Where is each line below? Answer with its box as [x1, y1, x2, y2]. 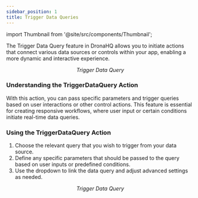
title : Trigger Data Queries [6, 14, 79, 20]
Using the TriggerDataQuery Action [6, 128, 112, 137]
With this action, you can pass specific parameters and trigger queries [6, 95, 179, 102]
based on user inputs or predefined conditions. [14, 161, 131, 168]
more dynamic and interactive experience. [6, 55, 110, 62]
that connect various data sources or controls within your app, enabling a [6, 48, 186, 55]
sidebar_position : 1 [6, 8, 58, 15]
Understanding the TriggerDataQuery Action [6, 81, 138, 89]
